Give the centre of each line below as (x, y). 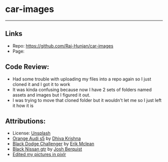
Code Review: (27, 67)
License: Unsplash (31, 133)
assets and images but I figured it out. (51, 95)
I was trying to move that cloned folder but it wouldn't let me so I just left (87, 100)
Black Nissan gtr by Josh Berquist (47, 149)
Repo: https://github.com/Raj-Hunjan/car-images (63, 45)
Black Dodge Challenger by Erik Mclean (53, 144)
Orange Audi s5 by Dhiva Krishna (46, 138)
